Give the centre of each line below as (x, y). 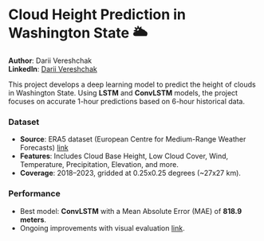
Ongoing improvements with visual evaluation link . (102, 227)
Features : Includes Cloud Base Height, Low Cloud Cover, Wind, (124, 156)
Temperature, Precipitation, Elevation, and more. (99, 165)
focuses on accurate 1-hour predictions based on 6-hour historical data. (127, 101)
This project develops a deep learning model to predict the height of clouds (132, 84)
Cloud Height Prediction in (97, 15)
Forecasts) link (44, 148)
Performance (35, 194)
